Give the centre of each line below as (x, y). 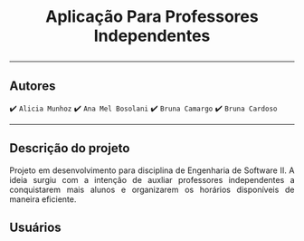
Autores (33, 86)
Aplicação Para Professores (152, 17)
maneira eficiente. (43, 199)
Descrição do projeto (70, 148)
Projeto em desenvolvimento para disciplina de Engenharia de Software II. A (152, 170)
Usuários (35, 228)
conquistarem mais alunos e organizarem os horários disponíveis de (152, 189)
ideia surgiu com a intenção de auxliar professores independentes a (152, 179)
